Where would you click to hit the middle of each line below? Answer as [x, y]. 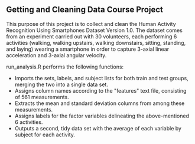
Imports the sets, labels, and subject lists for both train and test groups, [101, 78]
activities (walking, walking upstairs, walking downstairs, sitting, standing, [96, 42]
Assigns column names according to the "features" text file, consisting [100, 90]
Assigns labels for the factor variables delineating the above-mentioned [102, 116]
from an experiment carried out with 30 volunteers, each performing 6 [92, 36]
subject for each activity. [45, 135]
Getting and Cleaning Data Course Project [85, 10]
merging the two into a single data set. [61, 84]
